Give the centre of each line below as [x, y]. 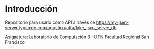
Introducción [31, 9]
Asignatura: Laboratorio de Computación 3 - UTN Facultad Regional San [77, 37]
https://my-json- [113, 22]
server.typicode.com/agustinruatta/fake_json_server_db [61, 27]
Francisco [15, 42]
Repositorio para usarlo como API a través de [50, 22]
